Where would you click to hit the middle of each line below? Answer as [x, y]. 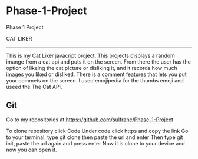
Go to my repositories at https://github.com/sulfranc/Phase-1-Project [90, 120]
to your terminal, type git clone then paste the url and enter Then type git [95, 137]
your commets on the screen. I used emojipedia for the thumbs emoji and [95, 80]
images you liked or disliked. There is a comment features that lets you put [96, 74]
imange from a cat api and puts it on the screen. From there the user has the [99, 62]
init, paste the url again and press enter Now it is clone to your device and [96, 143]
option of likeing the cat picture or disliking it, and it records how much [92, 68]
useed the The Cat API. [34, 87]
